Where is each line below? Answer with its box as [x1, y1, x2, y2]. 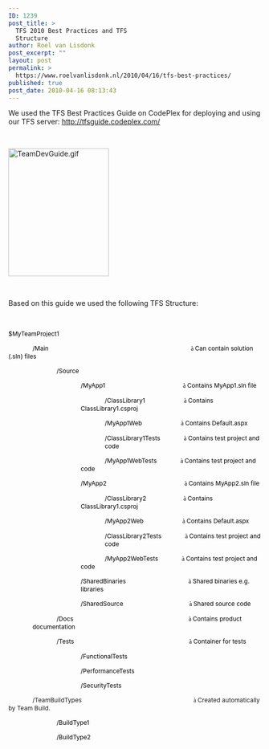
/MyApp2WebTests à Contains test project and [104, 555, 258, 563]
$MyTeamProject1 [8, 330, 59, 338]
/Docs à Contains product [56, 615, 243, 623]
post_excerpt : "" [8, 49, 67, 57]
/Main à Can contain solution [32, 344, 254, 353]
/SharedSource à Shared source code [80, 600, 251, 609]
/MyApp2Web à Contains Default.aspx [104, 517, 250, 526]
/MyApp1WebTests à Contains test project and [104, 457, 257, 466]
